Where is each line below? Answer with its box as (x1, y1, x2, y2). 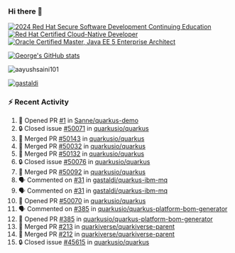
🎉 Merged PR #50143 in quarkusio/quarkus (18, 134, 145, 143)
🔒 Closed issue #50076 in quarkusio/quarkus (18, 157, 151, 166)
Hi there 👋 (8, 6, 43, 16)
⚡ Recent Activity (8, 97, 70, 107)
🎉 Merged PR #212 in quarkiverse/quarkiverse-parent (18, 230, 175, 238)
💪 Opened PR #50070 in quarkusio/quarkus (18, 196, 146, 205)
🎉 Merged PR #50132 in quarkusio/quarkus (18, 149, 145, 158)
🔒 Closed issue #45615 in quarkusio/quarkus (18, 237, 150, 246)
